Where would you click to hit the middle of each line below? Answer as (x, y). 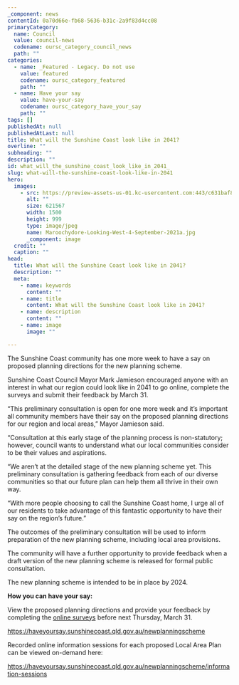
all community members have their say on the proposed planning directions (118, 416)
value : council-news (44, 41)
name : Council (34, 34)
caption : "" (32, 252)
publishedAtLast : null (41, 133)
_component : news (33, 14)
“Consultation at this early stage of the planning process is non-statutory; (115, 437)
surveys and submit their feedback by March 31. (78, 394)
